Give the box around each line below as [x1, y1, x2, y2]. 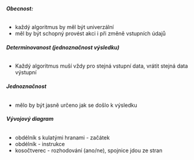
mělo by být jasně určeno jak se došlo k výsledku [14, 101, 137, 109]
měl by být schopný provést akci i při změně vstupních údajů [14, 30, 166, 37]
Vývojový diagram [6, 115, 54, 123]
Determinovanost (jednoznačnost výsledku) [6, 43, 119, 51]
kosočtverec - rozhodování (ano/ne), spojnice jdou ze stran [14, 147, 163, 154]
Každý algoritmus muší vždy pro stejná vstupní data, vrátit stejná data [14, 62, 189, 69]
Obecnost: [6, 5, 34, 12]
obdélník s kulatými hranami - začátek [14, 133, 110, 141]
